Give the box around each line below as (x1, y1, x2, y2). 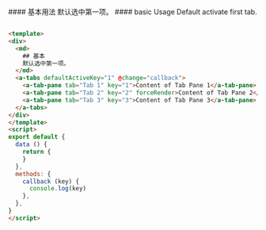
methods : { (15, 170, 51, 178)
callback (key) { (22, 177, 80, 186)
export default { (8, 133, 66, 141)
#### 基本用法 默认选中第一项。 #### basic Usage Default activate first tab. (8, 7, 257, 17)
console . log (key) (28, 185, 87, 193)
